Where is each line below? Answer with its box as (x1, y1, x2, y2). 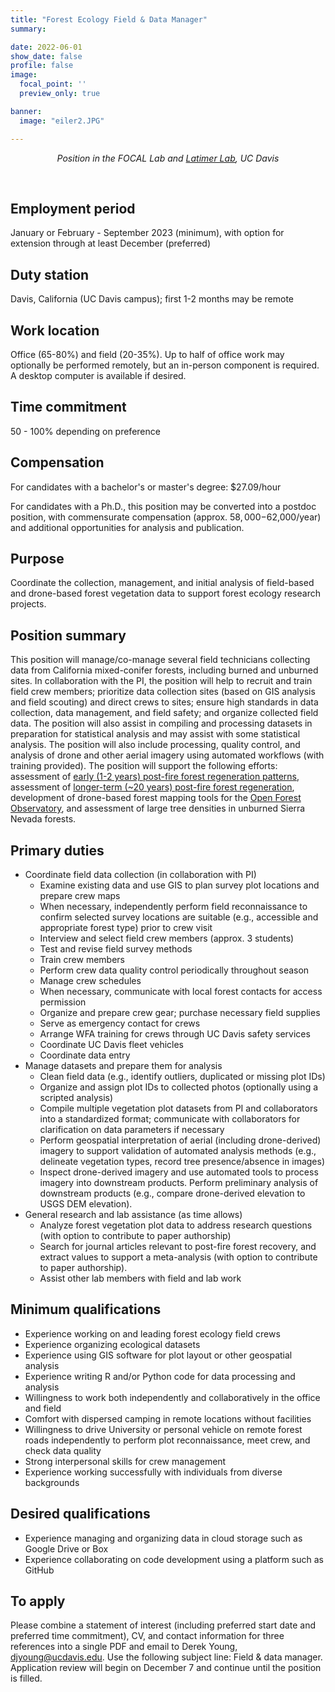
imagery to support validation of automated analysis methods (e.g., (39, 1145, 317, 1156)
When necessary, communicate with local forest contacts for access (39, 986, 323, 997)
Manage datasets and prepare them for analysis (24, 1060, 223, 1071)
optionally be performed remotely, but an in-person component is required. (10, 359, 320, 371)
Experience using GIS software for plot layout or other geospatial (24, 1349, 293, 1361)
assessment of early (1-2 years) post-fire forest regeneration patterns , (10, 771, 300, 783)
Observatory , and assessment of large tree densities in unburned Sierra (10, 802, 306, 815)
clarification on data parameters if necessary (39, 1124, 225, 1135)
